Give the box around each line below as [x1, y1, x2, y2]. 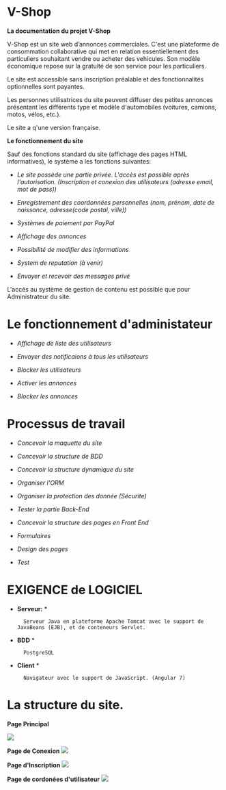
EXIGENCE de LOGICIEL [7, 583, 143, 598]
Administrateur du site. [7, 292, 71, 301]
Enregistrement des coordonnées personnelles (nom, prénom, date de [16, 198, 215, 206]
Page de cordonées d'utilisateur [7, 775, 100, 783]
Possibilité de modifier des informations [16, 245, 129, 253]
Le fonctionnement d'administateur [7, 316, 213, 332]
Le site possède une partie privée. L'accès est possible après [16, 170, 190, 179]
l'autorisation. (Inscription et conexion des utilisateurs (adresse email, [16, 177, 214, 186]
